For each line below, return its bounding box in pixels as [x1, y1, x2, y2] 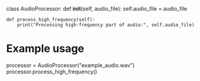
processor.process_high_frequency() [6, 68, 97, 75]
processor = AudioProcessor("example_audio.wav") [6, 61, 135, 68]
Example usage [6, 42, 85, 56]
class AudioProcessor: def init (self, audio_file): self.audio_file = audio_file [6, 5, 187, 12]
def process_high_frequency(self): [6, 17, 95, 23]
